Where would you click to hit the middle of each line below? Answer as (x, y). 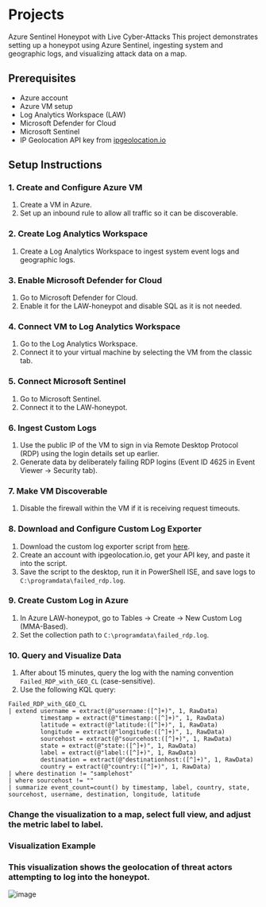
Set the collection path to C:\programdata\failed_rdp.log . (114, 634)
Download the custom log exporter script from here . (105, 546)
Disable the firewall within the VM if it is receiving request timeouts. (130, 508)
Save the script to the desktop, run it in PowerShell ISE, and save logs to (137, 572)
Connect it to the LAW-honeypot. (73, 407)
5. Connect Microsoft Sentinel (67, 382)
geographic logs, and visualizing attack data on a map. (98, 53)
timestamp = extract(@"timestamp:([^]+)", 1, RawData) (133, 718)
